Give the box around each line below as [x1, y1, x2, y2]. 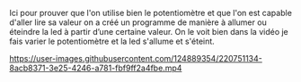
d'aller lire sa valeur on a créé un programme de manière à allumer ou [9, 17, 267, 28]
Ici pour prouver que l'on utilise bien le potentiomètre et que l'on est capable [9, 8, 292, 18]
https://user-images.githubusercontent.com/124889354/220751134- [9, 53, 262, 63]
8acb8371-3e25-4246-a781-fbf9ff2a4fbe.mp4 [9, 62, 182, 73]
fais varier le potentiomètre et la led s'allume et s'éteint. [9, 36, 216, 46]
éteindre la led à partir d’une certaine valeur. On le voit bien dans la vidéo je [9, 27, 289, 37]
